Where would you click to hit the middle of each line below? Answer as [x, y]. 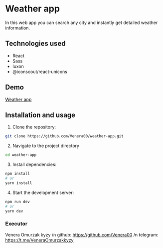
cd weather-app [21, 155]
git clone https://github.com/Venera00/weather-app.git [64, 136]
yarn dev [14, 211]
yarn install [19, 183]
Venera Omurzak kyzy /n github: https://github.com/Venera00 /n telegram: [82, 234]
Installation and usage [40, 115]
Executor [16, 224]
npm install [17, 174]
